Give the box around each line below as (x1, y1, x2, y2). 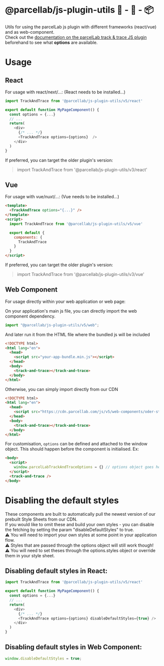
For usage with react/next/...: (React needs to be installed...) (5, 89, 125, 95)
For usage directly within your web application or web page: (5, 299, 126, 304)
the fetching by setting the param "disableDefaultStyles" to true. (5, 527, 134, 532)
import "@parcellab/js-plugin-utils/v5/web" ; (5, 322, 99, 327)
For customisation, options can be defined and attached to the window (5, 441, 148, 447)
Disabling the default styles (5, 495, 119, 506)
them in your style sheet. (5, 552, 55, 558)
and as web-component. (5, 29, 55, 35)
